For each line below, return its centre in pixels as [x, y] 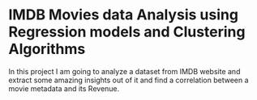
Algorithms [47, 49]
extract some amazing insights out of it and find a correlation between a [128, 80]
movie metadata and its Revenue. [64, 88]
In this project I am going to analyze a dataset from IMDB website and [124, 71]
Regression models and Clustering [127, 32]
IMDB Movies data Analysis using [124, 15]
